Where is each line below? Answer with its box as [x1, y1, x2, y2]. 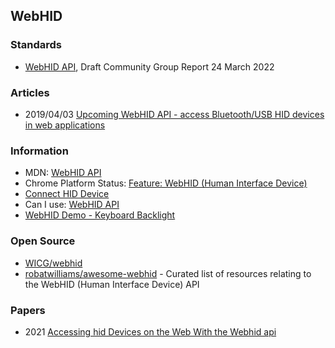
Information [10, 144, 69, 158]
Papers [10, 303, 46, 317]
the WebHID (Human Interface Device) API [24, 278, 200, 290]
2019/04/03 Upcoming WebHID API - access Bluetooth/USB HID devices [24, 108, 325, 120]
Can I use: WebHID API [24, 199, 120, 211]
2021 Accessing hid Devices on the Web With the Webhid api [24, 325, 277, 338]
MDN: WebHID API [24, 167, 102, 179]
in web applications [24, 119, 106, 131]
